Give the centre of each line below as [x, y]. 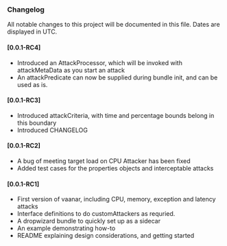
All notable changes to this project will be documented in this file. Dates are [114, 25]
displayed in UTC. [32, 32]
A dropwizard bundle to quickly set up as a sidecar [89, 221]
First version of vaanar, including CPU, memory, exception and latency [116, 199]
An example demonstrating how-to [66, 228]
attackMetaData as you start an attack [71, 70]
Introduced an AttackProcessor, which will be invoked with [100, 62]
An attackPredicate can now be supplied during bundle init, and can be [117, 77]
